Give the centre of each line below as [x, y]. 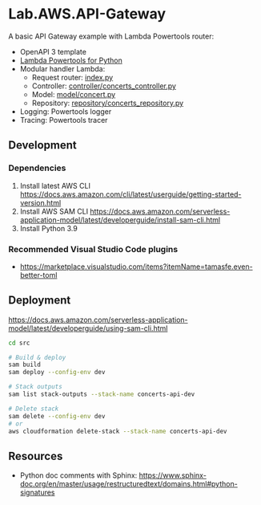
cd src [19, 343]
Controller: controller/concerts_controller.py [104, 86]
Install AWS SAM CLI [54, 211]
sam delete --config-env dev [57, 416]
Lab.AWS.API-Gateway [87, 14]
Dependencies [37, 168]
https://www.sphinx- [173, 475]
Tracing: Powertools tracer [64, 120]
